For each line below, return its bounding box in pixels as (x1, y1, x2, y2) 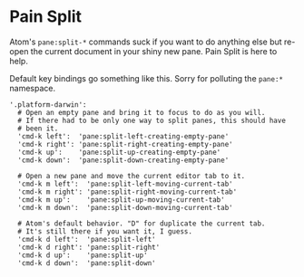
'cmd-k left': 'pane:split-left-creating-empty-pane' (17, 131, 230, 141)
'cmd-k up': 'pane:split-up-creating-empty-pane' (17, 148, 221, 157)
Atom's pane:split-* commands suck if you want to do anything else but (9, 36, 283, 47)
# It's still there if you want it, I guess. (17, 226, 193, 236)
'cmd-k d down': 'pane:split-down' (17, 258, 156, 268)
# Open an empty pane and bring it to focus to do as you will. (17, 108, 266, 117)
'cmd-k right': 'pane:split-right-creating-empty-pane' (17, 139, 233, 148)
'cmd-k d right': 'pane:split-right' (17, 243, 161, 252)
